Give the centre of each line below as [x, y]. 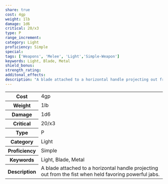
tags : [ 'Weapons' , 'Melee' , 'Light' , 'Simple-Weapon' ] [62, 56]
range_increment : [23, 38]
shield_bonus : [20, 65]
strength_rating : [23, 70]
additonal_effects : [25, 75]
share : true [17, 10]
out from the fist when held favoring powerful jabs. [100, 174]
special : [14, 51]
